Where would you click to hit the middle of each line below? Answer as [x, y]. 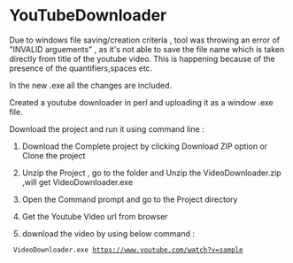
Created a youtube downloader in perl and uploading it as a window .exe [141, 102]
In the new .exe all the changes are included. [91, 85]
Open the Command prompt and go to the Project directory [130, 199]
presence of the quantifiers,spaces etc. [81, 68]
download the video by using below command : [108, 233]
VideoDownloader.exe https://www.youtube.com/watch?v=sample [128, 250]
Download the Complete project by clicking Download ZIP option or [145, 146]
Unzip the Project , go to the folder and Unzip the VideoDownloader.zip [151, 173]
